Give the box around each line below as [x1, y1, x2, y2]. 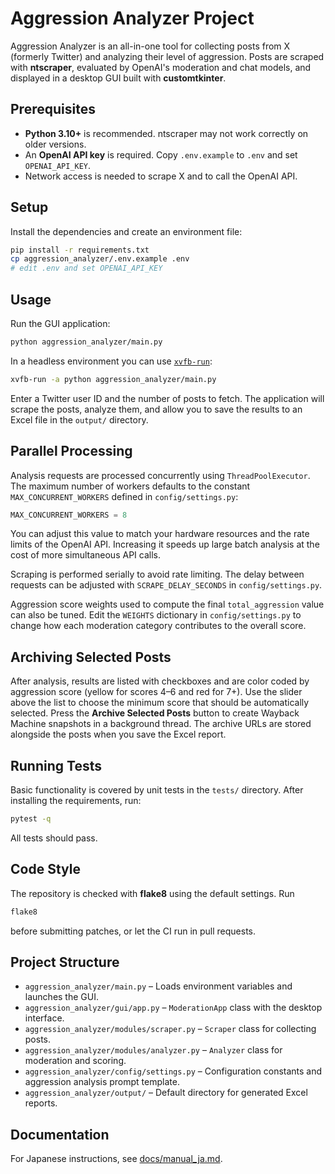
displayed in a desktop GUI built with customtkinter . [10, 72, 227, 84]
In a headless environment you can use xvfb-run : [10, 355, 213, 367]
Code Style [10, 861, 81, 878]
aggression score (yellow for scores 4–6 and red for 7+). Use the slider [10, 686, 303, 698]
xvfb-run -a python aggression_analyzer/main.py [10, 374, 217, 384]
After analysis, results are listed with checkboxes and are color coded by [10, 675, 310, 687]
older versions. [24, 138, 87, 150]
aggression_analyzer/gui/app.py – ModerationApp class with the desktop [24, 1002, 323, 1014]
